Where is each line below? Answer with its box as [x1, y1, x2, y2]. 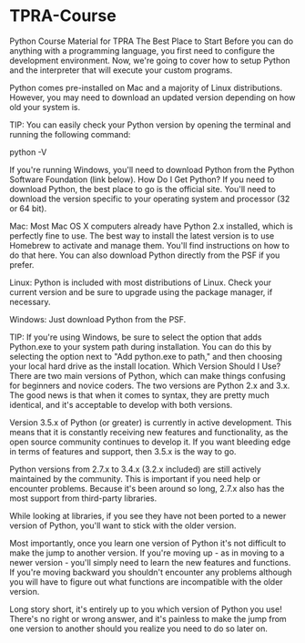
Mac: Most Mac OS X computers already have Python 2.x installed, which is [9, 220, 294, 231]
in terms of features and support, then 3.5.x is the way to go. [9, 445, 237, 456]
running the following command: [9, 128, 131, 139]
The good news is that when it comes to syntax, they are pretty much [9, 389, 270, 401]
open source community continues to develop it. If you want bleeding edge [9, 436, 291, 447]
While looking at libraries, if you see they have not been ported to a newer [9, 510, 287, 521]
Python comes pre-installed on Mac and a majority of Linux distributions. [9, 82, 283, 93]
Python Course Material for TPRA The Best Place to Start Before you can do [9, 36, 294, 46]
